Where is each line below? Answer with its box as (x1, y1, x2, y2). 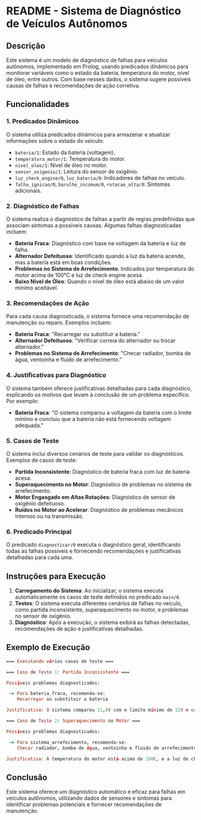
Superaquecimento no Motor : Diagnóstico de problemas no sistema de (14, 480, 192, 488)
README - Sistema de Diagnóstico (6, 4, 181, 18)
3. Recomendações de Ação (6, 299, 90, 307)
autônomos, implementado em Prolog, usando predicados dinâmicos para (6, 63, 188, 70)
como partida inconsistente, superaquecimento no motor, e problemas (14, 606, 188, 613)
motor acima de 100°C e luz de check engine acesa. (14, 271, 144, 279)
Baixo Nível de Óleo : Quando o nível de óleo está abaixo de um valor (14, 278, 185, 285)
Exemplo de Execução (6, 642, 90, 653)
